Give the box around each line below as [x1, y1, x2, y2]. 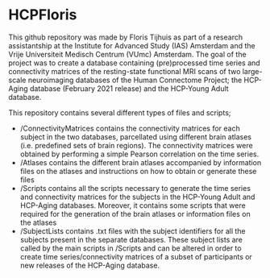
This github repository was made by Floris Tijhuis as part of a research [8, 32, 243, 42]
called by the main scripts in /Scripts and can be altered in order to [19, 243, 242, 253]
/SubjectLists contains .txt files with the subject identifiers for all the [19, 226, 246, 235]
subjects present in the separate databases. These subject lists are [19, 234, 243, 244]
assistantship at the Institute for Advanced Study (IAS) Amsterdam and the [8, 40, 255, 50]
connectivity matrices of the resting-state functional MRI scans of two [8, 66, 241, 76]
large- [242, 66, 263, 76]
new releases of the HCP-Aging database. [19, 260, 160, 270]
